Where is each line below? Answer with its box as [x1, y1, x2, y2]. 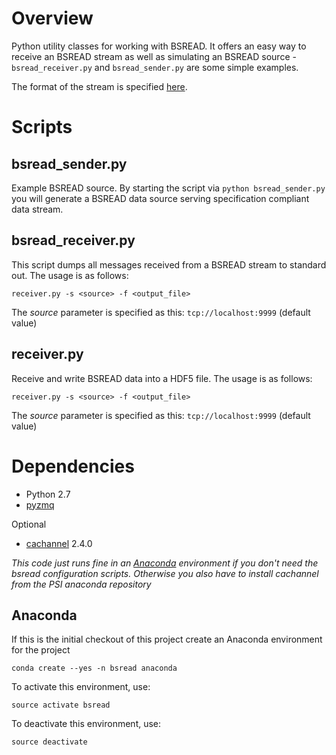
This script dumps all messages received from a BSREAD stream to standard [11, 258, 327, 271]
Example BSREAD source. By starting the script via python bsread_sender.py [11, 182, 326, 194]
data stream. [11, 203, 64, 215]
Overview [11, 7, 94, 30]
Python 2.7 [25, 488, 71, 500]
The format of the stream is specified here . [11, 80, 188, 92]
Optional [11, 518, 47, 530]
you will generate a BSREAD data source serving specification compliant [11, 192, 310, 204]
